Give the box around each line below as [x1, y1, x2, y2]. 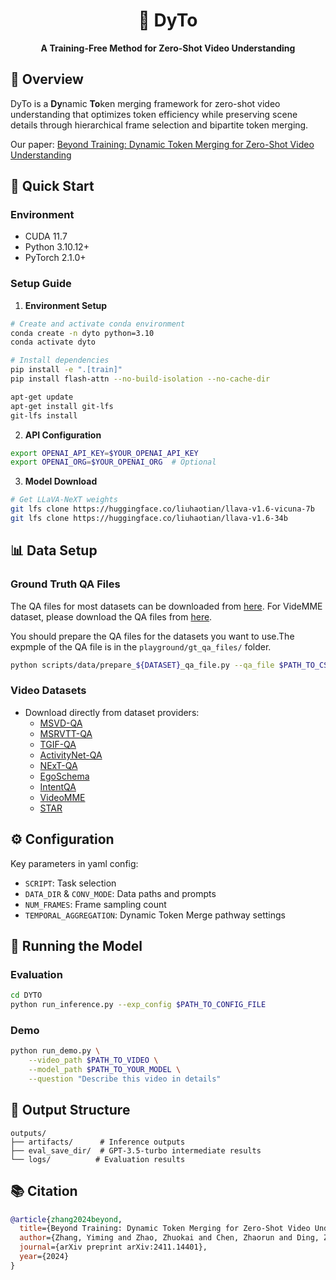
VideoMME [39, 791, 86, 803]
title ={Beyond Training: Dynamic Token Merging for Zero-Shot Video [19, 1224, 311, 1234]
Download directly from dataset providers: [24, 706, 200, 718]
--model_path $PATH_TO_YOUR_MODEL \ [28, 1065, 182, 1075]
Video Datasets [10, 684, 87, 698]
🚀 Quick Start [10, 178, 95, 195]
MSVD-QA [39, 717, 83, 729]
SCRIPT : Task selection [24, 877, 117, 889]
